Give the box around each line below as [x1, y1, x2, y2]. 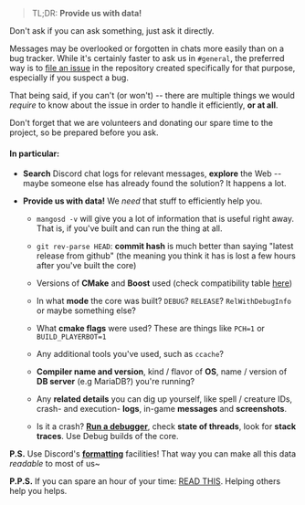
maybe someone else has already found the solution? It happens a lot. [22, 178, 287, 189]
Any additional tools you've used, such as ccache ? [36, 349, 225, 360]
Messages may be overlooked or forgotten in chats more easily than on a [9, 43, 285, 54]
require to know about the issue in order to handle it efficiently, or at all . [9, 100, 279, 110]
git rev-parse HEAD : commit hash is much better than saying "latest [36, 241, 294, 252]
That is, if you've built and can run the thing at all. [36, 223, 223, 234]
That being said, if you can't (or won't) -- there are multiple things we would [9, 90, 295, 100]
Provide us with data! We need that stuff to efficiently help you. [22, 195, 263, 206]
